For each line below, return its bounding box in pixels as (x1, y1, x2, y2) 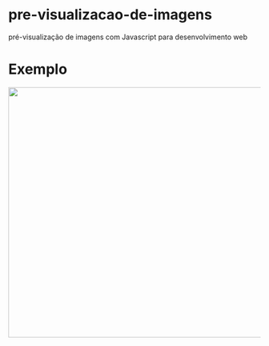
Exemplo (8, 60, 68, 78)
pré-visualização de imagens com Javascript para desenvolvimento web (8, 32, 248, 42)
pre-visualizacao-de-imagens (8, 6, 212, 24)
